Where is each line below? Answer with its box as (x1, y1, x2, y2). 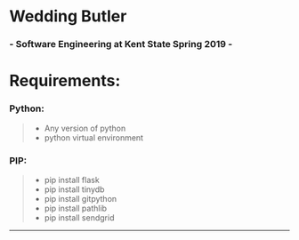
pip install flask (44, 174, 100, 185)
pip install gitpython (44, 193, 117, 204)
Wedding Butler (9, 6, 127, 27)
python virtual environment (44, 132, 144, 143)
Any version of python (44, 123, 126, 133)
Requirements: (9, 71, 121, 91)
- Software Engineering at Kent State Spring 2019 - (9, 38, 233, 51)
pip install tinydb (44, 184, 105, 195)
